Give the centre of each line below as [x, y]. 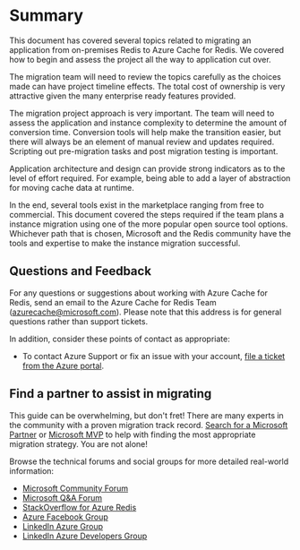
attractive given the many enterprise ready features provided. [123, 96]
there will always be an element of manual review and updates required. [142, 142]
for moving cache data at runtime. [72, 187]
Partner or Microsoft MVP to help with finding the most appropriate [133, 434]
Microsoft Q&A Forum [62, 497]
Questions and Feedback [81, 271]
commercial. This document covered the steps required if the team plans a [147, 214]
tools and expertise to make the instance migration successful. [125, 243]
